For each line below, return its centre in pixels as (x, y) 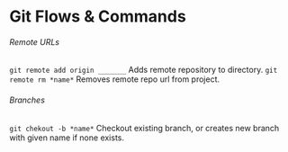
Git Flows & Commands (98, 17)
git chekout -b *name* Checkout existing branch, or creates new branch (144, 128)
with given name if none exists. (67, 138)
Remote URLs (35, 41)
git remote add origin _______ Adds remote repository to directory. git (144, 70)
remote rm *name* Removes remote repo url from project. (115, 79)
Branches (27, 100)
